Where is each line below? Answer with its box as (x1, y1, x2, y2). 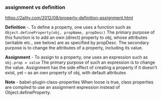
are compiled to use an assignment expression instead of (5, 84, 121, 90)
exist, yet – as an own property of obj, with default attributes (5, 70, 126, 76)
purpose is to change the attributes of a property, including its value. (5, 45, 143, 51)
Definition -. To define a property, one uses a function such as (5, 24, 131, 30)
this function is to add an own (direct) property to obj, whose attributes (5, 34, 148, 40)
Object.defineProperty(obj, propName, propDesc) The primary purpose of (5, 30, 155, 35)
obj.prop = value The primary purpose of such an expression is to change (5, 60, 155, 66)
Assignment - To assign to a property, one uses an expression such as (5, 54, 148, 60)
